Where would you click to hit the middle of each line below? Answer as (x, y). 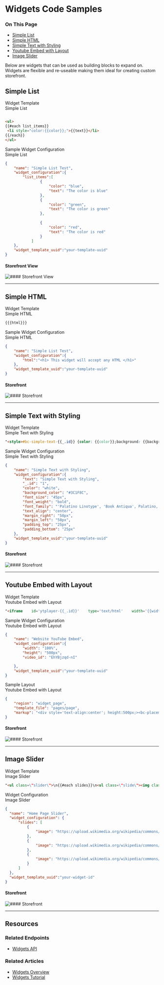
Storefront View (21, 266)
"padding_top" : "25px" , (47, 525)
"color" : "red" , (65, 227)
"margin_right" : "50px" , (48, 516)
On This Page (21, 25)
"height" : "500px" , (42, 653)
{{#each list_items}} (27, 126)
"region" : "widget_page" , (40, 704)
